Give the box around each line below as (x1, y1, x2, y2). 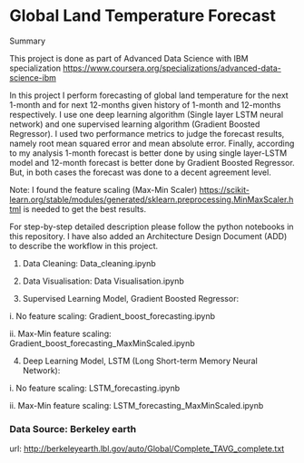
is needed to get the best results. (23, 203, 147, 214)
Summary (9, 35, 46, 46)
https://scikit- (199, 184, 250, 195)
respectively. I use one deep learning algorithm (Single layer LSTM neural (9, 109, 284, 120)
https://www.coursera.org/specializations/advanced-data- (63, 63, 281, 73)
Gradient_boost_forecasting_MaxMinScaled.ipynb (9, 337, 195, 349)
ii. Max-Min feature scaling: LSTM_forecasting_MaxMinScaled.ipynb (9, 400, 264, 410)
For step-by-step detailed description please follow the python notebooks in (9, 221, 294, 232)
